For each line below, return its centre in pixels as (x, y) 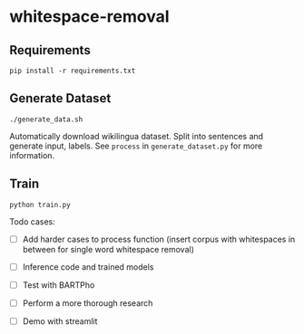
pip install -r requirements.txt (73, 71)
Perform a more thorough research (88, 303)
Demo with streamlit (60, 321)
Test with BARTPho (59, 285)
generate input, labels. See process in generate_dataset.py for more (136, 146)
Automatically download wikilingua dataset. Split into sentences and (137, 136)
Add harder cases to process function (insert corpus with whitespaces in (159, 239)
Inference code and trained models (88, 267)
